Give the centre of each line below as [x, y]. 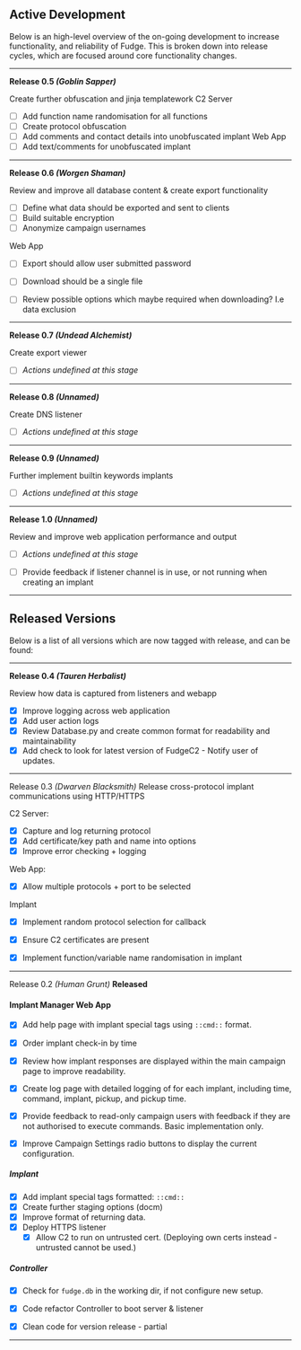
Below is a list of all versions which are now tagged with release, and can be [150, 640]
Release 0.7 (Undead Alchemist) [71, 335]
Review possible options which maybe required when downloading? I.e [153, 299]
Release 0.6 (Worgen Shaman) [68, 173]
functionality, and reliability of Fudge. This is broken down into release [139, 46]
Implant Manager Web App [60, 1004]
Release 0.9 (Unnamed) [55, 458]
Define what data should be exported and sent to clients [126, 208]
